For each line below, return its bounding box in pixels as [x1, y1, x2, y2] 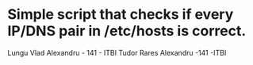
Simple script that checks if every [7, 5, 234, 23]
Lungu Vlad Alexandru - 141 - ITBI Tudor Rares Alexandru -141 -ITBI [7, 48, 227, 57]
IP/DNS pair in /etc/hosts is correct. [7, 22, 247, 40]
